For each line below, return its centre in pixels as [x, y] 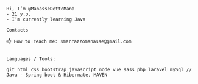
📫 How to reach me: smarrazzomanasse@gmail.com [69, 41]
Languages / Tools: [31, 59]
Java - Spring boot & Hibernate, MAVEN [57, 75]
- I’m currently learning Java [46, 19]
